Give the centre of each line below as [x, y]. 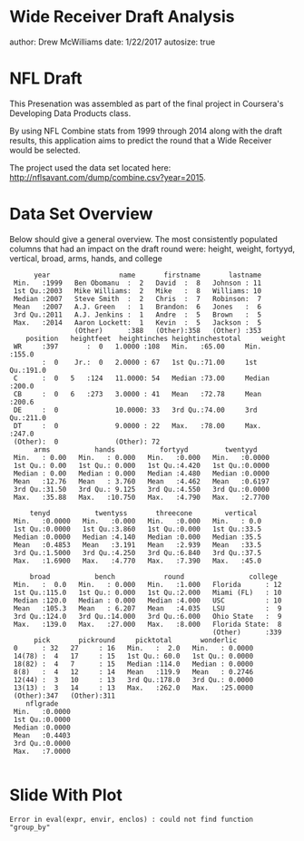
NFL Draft [46, 78]
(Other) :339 [247, 632]
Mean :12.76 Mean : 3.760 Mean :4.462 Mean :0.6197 [142, 481]
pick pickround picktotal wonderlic [135, 640]
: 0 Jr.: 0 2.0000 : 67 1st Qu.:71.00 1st [150, 362]
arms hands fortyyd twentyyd [145, 450]
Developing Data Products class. [70, 113]
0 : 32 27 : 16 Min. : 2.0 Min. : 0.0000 [133, 648]
